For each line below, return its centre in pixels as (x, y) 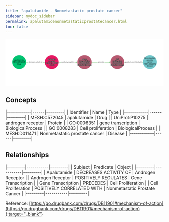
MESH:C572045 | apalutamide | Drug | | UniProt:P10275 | (89, 117)
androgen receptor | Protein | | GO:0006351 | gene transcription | (73, 123)
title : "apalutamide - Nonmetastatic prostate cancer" (64, 11)
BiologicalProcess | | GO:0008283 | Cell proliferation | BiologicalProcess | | (83, 128)
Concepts (21, 100)
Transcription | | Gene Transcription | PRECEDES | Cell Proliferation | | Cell (82, 183)
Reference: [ (18, 203)
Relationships (27, 155)
